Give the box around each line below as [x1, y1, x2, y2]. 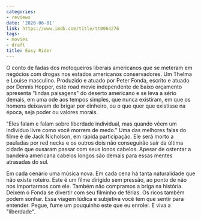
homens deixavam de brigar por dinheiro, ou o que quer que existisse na [6, 102, 186, 109]
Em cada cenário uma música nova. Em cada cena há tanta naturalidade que [6, 170, 196, 177]
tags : [6, 31, 20, 37]
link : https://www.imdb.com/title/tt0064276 [6, 25, 119, 32]
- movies [6, 36, 28, 42]
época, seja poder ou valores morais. [6, 108, 98, 115]
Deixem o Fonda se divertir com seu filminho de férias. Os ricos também [6, 189, 185, 196]
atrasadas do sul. [6, 158, 49, 165]
